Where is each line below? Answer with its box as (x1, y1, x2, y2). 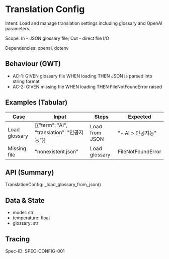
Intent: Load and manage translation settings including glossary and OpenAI (5, 20, 162, 26)
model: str (12, 210, 34, 216)
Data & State (5, 196, 45, 205)
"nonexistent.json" (35, 148, 79, 155)
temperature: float (12, 215, 50, 221)
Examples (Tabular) (5, 98, 68, 107)
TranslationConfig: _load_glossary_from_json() (5, 182, 102, 188)
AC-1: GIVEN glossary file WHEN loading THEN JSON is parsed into (12, 73, 152, 79)
